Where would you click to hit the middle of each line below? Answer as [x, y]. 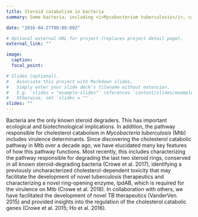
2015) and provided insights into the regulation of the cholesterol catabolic [96, 202]
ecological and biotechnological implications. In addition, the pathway [91, 126]
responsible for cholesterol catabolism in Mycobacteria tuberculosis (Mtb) [96, 133]
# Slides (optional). [33, 76]
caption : [22, 60]
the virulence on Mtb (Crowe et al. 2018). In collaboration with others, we [95, 189]
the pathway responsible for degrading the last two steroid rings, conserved [98, 158]
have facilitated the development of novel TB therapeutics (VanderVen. [92, 195]
